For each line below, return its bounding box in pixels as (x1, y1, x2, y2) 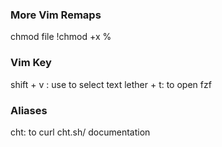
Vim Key (10, 56, 52, 70)
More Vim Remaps (10, 8, 102, 22)
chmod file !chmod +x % (10, 31, 112, 43)
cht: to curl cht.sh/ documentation (10, 126, 151, 138)
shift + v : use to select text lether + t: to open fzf (10, 78, 212, 90)
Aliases (10, 103, 48, 117)
